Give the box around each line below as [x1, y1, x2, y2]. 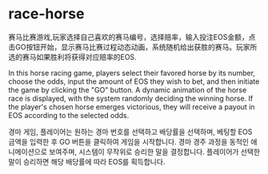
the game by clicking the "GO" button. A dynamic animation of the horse [8, 85, 247, 94]
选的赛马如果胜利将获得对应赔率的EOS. [8, 52, 138, 61]
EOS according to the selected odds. [8, 110, 130, 120]
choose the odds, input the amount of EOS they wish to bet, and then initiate [8, 77, 260, 86]
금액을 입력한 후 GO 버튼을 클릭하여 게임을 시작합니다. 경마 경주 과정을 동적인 [8, 136, 250, 146]
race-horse [8, 5, 85, 23]
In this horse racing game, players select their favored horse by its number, [8, 68, 256, 77]
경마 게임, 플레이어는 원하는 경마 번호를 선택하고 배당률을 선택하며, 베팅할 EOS [8, 127, 253, 136]
